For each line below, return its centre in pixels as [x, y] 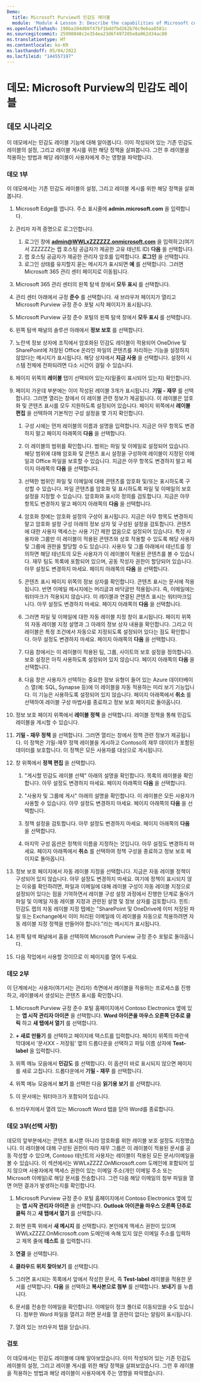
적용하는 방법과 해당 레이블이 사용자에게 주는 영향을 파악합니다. [80, 157]
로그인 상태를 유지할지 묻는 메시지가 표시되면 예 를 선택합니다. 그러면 [104, 264]
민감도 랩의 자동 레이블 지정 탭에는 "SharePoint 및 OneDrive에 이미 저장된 [102, 909]
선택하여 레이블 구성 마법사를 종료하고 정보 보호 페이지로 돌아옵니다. [103, 702]
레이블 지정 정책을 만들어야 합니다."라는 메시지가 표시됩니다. [91, 924]
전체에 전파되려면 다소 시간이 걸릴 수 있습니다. [80, 365]
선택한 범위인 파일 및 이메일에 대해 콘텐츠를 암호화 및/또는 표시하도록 [104, 481]
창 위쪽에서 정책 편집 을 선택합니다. [56, 763]
